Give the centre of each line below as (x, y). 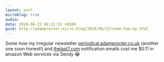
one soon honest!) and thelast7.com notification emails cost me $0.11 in (79, 49)
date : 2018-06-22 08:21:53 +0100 (41, 24)
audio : (12, 19)
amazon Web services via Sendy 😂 (43, 54)
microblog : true (22, 15)
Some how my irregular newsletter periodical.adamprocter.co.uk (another (82, 43)
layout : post (19, 10)
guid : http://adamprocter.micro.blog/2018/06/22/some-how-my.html (77, 29)
